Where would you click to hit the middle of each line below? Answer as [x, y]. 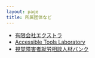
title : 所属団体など [29, 17]
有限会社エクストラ [39, 35]
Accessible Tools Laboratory [50, 42]
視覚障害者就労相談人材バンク [52, 49]
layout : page [22, 12]
